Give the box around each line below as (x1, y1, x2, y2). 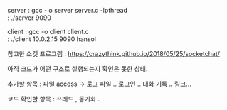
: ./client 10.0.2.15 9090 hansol (7, 35, 96, 43)
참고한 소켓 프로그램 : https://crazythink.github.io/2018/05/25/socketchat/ (7, 50, 221, 57)
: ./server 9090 (7, 13, 52, 22)
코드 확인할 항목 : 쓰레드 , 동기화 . (7, 95, 100, 103)
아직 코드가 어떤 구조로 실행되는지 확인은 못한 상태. (7, 65, 148, 73)
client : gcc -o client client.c (7, 28, 89, 35)
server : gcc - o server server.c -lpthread (7, 6, 128, 14)
